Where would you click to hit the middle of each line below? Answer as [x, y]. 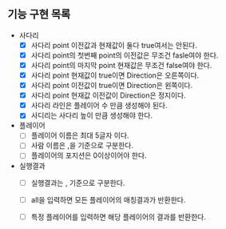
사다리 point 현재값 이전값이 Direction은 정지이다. [109, 95]
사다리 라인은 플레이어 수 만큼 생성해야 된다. [99, 106]
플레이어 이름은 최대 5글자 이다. [80, 135]
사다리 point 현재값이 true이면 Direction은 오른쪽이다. [115, 75]
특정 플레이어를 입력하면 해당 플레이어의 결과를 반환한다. [119, 217]
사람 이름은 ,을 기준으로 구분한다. [82, 146]
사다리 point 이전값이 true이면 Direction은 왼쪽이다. [112, 86]
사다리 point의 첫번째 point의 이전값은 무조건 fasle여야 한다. [125, 55]
